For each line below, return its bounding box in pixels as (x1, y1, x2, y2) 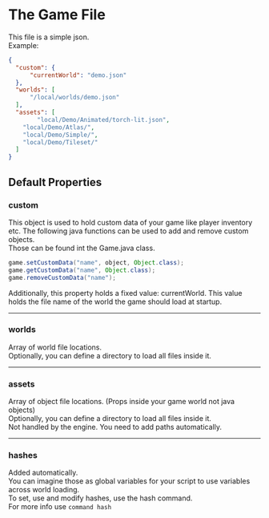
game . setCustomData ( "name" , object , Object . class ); (8, 258, 184, 266)
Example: (8, 40, 39, 50)
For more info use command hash (8, 502, 112, 512)
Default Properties (8, 175, 102, 189)
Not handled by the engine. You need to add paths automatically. (8, 423, 223, 432)
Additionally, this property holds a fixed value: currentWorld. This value (8, 288, 243, 297)
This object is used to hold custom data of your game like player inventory (8, 217, 253, 227)
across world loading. (8, 485, 80, 495)
